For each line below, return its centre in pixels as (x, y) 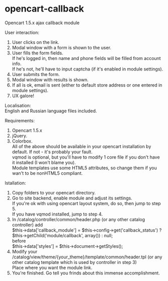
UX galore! (23, 96)
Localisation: (18, 105)
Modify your (25, 251)
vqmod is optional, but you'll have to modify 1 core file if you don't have (86, 157)
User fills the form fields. (37, 53)
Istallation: (15, 183)
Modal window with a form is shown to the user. (62, 47)
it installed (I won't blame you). (44, 162)
